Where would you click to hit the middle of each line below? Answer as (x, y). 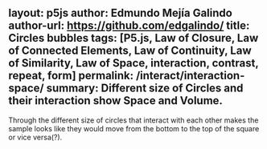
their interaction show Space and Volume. (116, 101)
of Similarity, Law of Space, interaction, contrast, (133, 63)
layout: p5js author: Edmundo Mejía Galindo (121, 13)
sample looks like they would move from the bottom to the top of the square (134, 128)
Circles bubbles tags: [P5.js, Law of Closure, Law (133, 38)
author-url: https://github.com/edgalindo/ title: (129, 26)
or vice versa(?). (35, 137)
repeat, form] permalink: (71, 76)
